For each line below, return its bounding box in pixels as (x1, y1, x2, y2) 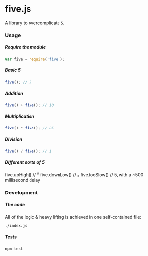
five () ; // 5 (5, 80, 32, 85)
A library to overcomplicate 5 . (5, 20, 65, 26)
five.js (5, 3, 31, 15)
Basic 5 (5, 67, 21, 73)
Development (5, 189, 38, 196)
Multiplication (5, 113, 34, 119)
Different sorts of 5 (5, 159, 45, 165)
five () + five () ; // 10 (5, 102, 54, 108)
